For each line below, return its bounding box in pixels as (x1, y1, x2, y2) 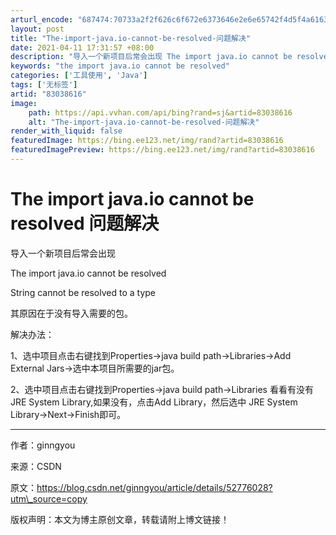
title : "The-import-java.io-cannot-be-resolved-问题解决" (10, 33, 252, 43)
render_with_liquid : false (10, 126, 123, 136)
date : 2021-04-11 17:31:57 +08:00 (10, 42, 155, 53)
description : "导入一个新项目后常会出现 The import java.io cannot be (10, 52, 293, 62)
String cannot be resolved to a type (10, 286, 157, 298)
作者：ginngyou (10, 439, 76, 451)
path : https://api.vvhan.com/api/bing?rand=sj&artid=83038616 (28, 107, 293, 118)
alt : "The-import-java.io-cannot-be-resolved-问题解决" (28, 117, 260, 127)
